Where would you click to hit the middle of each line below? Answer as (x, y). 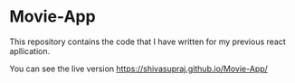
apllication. (30, 51)
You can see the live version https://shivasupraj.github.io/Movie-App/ (139, 69)
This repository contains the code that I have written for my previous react (148, 41)
